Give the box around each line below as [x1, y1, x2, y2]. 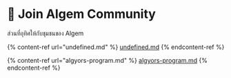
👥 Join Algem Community [7, 6, 157, 22]
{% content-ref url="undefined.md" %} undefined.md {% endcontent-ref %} [7, 43, 225, 51]
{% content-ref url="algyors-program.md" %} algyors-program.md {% [7, 56, 208, 64]
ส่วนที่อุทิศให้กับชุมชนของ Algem [7, 29, 84, 37]
